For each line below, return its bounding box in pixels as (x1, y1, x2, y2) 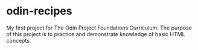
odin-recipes (6, 4, 72, 18)
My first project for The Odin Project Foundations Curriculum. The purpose (6, 24, 192, 31)
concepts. (6, 37, 31, 44)
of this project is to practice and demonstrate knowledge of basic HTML (6, 30, 185, 37)
